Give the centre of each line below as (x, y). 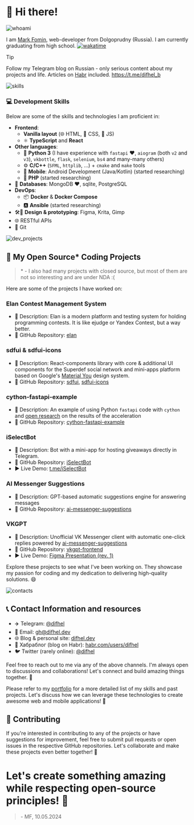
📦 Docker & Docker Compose (60, 197)
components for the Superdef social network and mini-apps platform (97, 369)
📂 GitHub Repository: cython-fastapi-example (70, 422)
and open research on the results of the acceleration (78, 415)
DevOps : (25, 190)
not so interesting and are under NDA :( (67, 277)
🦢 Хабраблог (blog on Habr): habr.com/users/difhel (77, 644)
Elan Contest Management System (56, 304)
